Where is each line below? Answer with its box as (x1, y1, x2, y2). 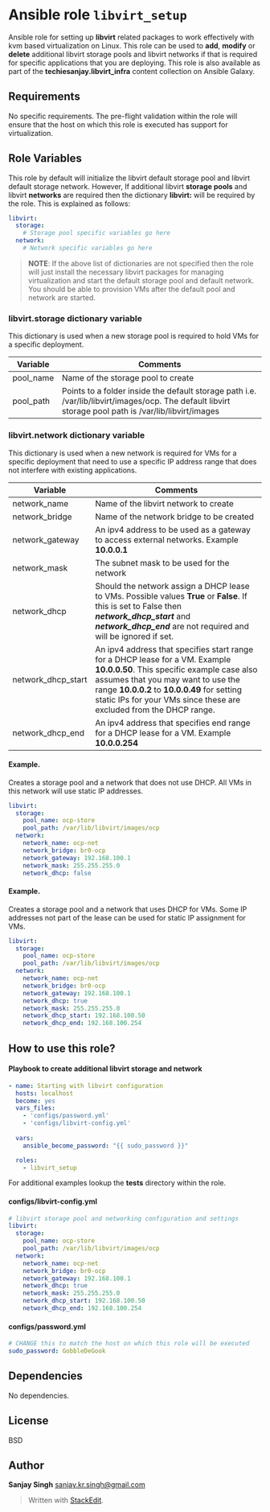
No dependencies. (8, 1390, 70, 1400)
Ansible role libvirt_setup (8, 6, 187, 24)
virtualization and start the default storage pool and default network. (27, 275, 255, 285)
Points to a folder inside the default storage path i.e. (61, 385, 257, 397)
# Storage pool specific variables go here (22, 229, 171, 237)
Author (8, 1458, 44, 1472)
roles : (15, 1156, 38, 1164)
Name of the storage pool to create (61, 373, 194, 384)
